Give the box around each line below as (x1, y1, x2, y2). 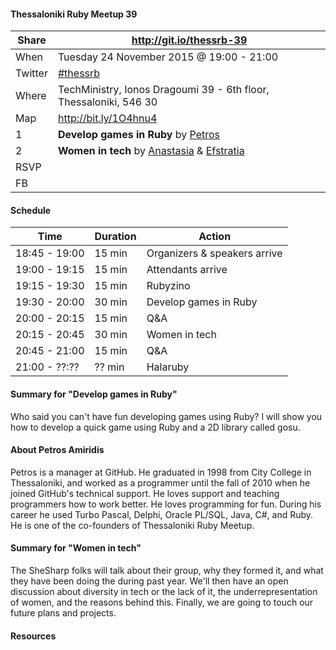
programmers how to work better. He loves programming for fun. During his (10, 498, 322, 510)
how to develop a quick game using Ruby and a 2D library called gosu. (10, 421, 301, 433)
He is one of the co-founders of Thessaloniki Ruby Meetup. (10, 519, 255, 531)
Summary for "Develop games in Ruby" (10, 388, 178, 400)
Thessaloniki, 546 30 (57, 95, 158, 109)
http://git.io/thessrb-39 (131, 33, 248, 47)
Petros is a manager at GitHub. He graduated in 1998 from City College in (10, 466, 312, 478)
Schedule (10, 204, 52, 216)
